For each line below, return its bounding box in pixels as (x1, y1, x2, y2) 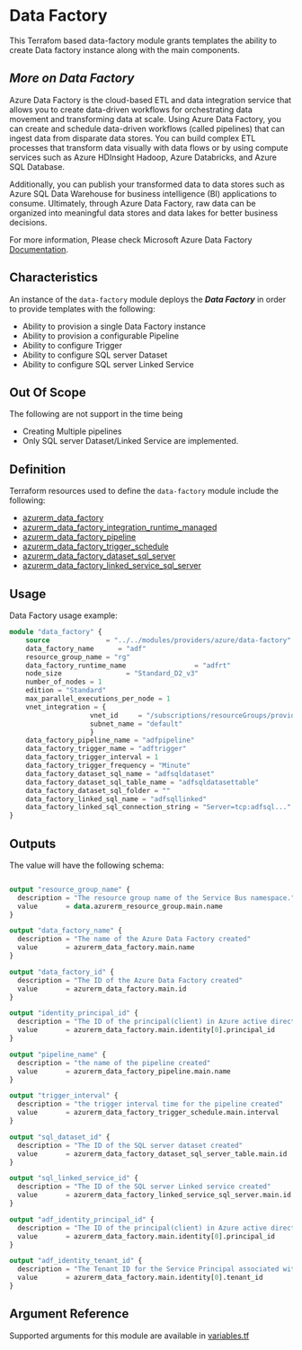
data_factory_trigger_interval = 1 (25, 753, 159, 762)
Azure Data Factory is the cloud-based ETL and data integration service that (9, 94, 292, 105)
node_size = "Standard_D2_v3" (25, 669, 200, 678)
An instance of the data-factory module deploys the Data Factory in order (9, 294, 287, 304)
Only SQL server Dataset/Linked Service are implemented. (22, 436, 239, 446)
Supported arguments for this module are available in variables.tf (9, 1330, 250, 1341)
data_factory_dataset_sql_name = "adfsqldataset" (25, 769, 216, 778)
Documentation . (9, 243, 69, 254)
